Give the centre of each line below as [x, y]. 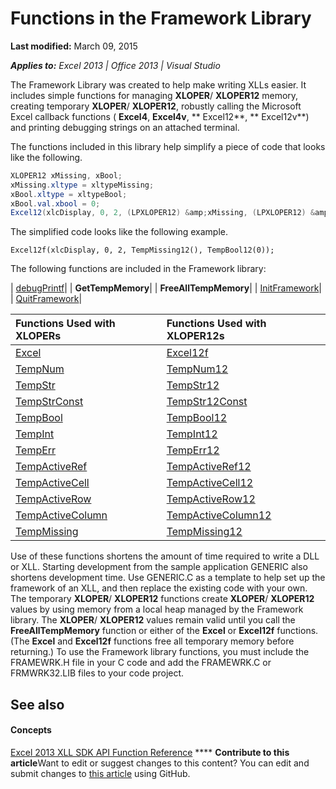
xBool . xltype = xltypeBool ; [69, 194]
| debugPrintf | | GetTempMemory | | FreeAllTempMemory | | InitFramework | [166, 288]
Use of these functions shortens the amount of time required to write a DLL [165, 556]
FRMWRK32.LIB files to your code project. [97, 673]
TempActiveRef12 [209, 467]
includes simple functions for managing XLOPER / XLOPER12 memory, [154, 95]
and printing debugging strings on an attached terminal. [125, 127]
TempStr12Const [207, 402]
